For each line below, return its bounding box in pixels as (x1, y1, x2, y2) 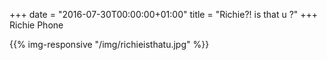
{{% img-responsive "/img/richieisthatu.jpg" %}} (9, 39, 210, 50)
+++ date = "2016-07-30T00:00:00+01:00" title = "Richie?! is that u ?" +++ (9, 9, 319, 20)
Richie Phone (9, 19, 64, 31)
